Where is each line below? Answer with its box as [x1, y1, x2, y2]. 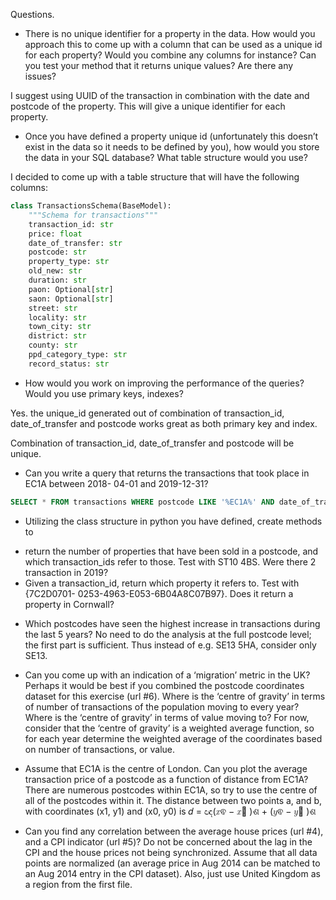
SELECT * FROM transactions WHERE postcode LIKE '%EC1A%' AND [10, 497, 275, 507]
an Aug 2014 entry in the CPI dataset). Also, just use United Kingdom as [24, 867, 321, 879]
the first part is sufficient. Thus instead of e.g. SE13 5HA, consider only [24, 639, 317, 651]
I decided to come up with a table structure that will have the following [10, 171, 300, 183]
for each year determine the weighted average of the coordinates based [24, 732, 323, 744]
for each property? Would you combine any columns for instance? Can [24, 49, 317, 61]
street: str [28, 303, 78, 313]
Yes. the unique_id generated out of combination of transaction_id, [10, 407, 285, 419]
